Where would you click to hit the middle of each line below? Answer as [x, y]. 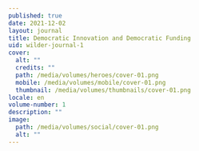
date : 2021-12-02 [37, 23]
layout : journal [35, 30]
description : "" [35, 113]
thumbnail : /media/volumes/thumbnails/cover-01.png [103, 90]
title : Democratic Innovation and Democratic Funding [100, 38]
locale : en [26, 97]
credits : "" [36, 68]
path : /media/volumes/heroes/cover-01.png [87, 75]
